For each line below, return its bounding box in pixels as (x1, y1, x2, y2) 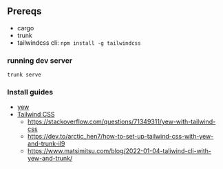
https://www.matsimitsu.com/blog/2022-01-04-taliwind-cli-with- (27, 147, 212, 155)
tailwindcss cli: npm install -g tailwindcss (17, 38, 141, 47)
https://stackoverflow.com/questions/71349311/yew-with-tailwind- (27, 117, 216, 126)
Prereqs (7, 6, 42, 17)
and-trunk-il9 (27, 139, 65, 148)
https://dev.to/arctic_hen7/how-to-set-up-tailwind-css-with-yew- (27, 132, 214, 141)
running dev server (7, 55, 73, 65)
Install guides (7, 88, 54, 97)
